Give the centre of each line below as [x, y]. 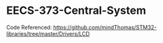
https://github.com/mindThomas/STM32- [105, 27]
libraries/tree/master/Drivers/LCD [48, 33]
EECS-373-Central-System [76, 11]
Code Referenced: [29, 27]
